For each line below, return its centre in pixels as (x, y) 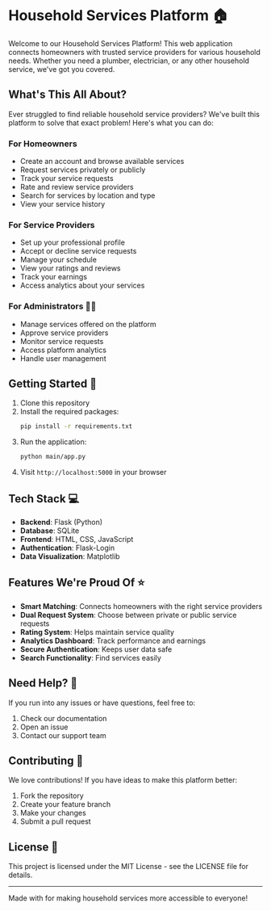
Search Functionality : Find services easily (90, 657)
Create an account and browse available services (102, 162)
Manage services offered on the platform (88, 324)
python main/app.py (53, 457)
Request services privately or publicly (83, 170)
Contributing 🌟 (46, 761)
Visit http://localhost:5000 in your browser (93, 472)
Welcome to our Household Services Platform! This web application (121, 43)
